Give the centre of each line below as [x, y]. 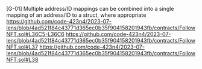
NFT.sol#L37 [22, 47]
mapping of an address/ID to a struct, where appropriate [76, 15]
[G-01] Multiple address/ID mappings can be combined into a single [90, 9]
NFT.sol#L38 [22, 60]
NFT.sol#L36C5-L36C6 [35, 34]
